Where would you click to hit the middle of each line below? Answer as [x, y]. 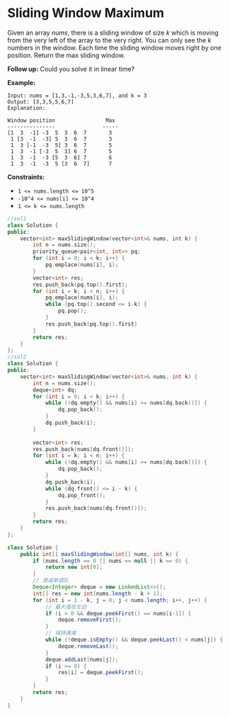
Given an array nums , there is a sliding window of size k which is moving [113, 33]
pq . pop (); [72, 311]
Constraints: [26, 177]
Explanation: [27, 108]
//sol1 [17, 218]
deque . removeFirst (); [90, 620]
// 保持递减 [61, 633]
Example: [22, 82]
